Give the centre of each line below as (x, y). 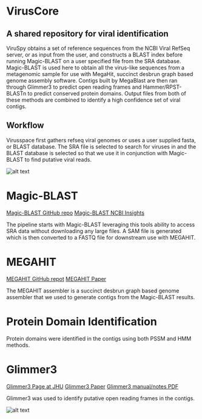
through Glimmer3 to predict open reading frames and (74, 87)
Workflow (25, 126)
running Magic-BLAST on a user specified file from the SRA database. (94, 61)
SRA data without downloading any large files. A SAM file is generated (94, 231)
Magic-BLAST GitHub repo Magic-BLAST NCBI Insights (75, 213)
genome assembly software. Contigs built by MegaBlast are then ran (92, 81)
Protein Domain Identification (82, 321)
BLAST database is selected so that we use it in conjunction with (87, 153)
